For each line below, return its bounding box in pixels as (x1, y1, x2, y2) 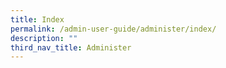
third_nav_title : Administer (10, 42, 132, 53)
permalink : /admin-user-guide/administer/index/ (10, 24, 217, 34)
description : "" (10, 33, 78, 43)
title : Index (10, 14, 65, 25)
